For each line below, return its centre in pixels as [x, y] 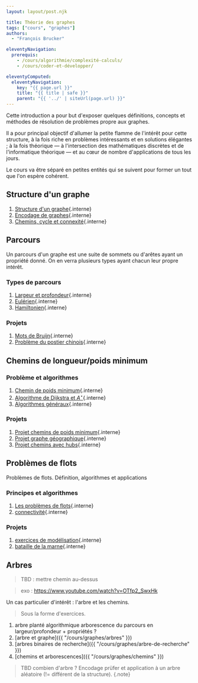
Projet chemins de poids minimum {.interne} [67, 432]
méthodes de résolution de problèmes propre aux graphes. [78, 122]
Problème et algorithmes [42, 377]
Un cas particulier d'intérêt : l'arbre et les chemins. [68, 602]
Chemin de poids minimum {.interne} [59, 390]
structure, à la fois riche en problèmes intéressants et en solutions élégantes [99, 139]
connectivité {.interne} [41, 512]
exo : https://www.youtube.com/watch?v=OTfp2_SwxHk [89, 591]
